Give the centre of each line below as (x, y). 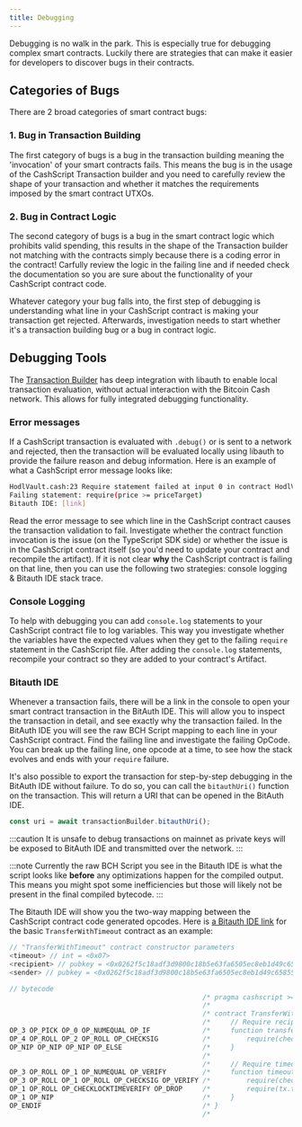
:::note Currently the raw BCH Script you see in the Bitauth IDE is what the (146, 866)
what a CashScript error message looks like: (91, 470)
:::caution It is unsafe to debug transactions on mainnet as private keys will (147, 839)
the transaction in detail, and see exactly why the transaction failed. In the (146, 721)
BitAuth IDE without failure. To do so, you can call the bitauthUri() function (149, 786)
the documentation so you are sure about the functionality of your (131, 274)
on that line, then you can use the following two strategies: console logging (148, 568)
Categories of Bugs (64, 91)
